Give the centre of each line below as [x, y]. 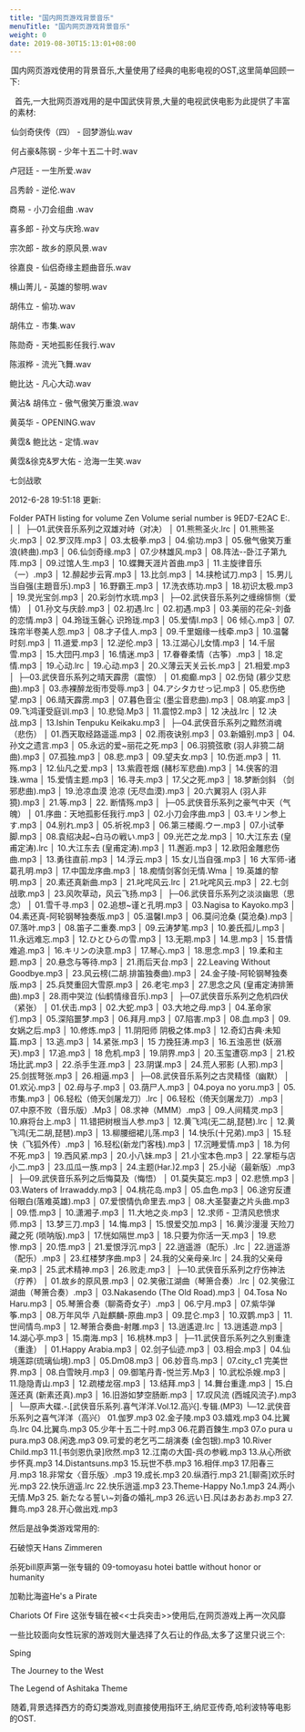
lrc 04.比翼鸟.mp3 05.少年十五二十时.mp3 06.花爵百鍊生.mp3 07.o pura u [156, 1429]
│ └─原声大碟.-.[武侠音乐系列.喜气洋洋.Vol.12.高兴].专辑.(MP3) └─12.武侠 [147, 1407]
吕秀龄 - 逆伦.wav [42, 190]
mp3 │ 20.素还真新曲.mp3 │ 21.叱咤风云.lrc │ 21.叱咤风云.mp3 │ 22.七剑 [154, 882]
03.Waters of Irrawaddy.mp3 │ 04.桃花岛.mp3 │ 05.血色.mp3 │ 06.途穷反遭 [150, 1190]
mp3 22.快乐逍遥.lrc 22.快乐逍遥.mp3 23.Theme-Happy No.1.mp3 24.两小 [158, 1486]
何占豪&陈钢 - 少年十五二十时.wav [74, 151]
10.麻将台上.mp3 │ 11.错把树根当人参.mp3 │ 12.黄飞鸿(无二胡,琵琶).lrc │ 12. [148, 1121]
